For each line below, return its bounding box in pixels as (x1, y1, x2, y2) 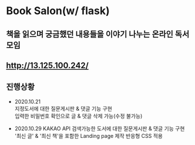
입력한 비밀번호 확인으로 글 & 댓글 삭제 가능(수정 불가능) (14, 112, 143, 119)
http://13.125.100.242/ (6, 60, 89, 70)
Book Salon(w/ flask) (6, 4, 110, 18)
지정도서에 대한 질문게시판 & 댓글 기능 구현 (14, 105, 113, 112)
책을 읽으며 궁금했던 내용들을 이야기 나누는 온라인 (6, 29, 173, 39)
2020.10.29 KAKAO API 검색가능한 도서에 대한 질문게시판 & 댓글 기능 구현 (14, 125, 185, 132)
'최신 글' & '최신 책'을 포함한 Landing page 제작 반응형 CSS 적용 (14, 132, 163, 139)
